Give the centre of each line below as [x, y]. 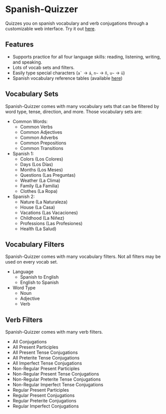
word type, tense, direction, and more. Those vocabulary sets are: [74, 112]
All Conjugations [30, 342]
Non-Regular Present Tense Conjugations [56, 374]
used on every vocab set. [32, 262]
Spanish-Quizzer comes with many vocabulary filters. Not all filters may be [83, 256]
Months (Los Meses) [41, 170]
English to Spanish [39, 282]
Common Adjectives [41, 132]
